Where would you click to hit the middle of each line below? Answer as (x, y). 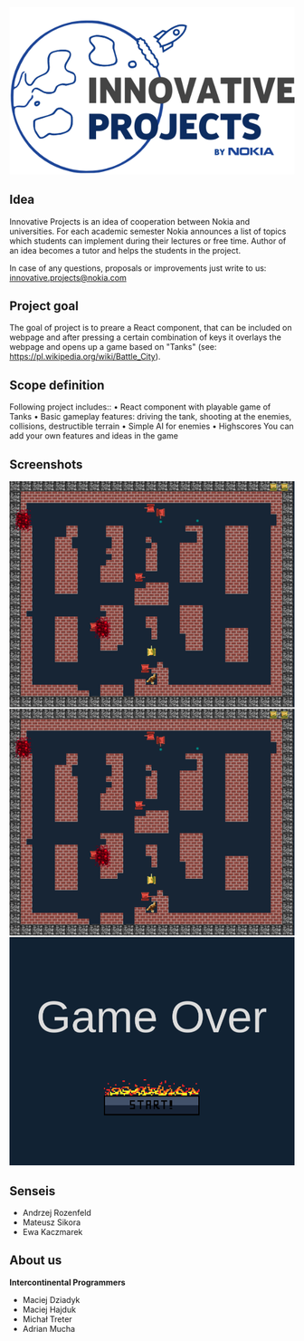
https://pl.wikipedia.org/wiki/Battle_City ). (85, 357)
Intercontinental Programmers (67, 1282)
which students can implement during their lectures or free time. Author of (148, 241)
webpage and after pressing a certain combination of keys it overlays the (146, 337)
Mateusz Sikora (52, 1222)
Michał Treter (47, 1319)
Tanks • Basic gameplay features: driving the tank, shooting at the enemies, (151, 417)
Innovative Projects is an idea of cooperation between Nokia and (130, 221)
